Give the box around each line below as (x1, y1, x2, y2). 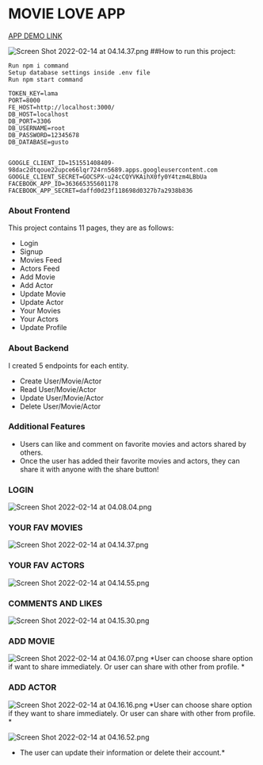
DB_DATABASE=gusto (8, 138, 69, 146)
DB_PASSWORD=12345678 (8, 131, 80, 139)
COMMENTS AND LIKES (8, 598, 103, 609)
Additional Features (8, 421, 86, 432)
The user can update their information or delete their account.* (19, 748, 226, 757)
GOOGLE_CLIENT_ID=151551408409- (8, 159, 115, 167)
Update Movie (19, 289, 66, 298)
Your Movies (19, 306, 61, 316)
